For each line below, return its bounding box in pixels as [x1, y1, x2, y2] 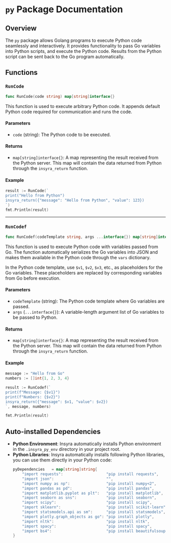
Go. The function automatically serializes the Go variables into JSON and [5, 249, 158, 255]
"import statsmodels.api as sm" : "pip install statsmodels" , [22, 509, 166, 515]
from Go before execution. [5, 275, 61, 281]
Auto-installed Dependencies [5, 427, 101, 436]
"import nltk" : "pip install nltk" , [22, 519, 150, 524]
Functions [5, 68, 38, 77]
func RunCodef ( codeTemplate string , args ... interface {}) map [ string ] [5, 234, 158, 239]
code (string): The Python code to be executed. [12, 131, 111, 138]
